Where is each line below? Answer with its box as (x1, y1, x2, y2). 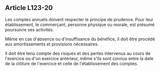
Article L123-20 (5, 4, 53, 12)
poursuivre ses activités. (5, 26, 54, 33)
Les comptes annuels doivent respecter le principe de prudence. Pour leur (5, 16, 154, 22)
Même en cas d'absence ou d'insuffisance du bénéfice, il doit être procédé (5, 36, 155, 42)
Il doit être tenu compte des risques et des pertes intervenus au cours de (5, 50, 151, 56)
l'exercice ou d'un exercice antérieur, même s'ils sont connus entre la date (5, 55, 154, 61)
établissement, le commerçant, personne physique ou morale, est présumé (5, 22, 155, 27)
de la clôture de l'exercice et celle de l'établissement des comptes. (5, 60, 138, 66)
